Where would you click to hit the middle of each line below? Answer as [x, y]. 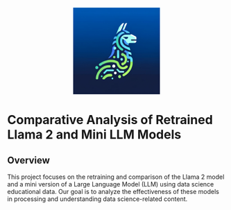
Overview [29, 160]
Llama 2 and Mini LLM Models [94, 135]
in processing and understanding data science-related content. [97, 199]
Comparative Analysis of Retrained [110, 120]
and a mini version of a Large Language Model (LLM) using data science [111, 184]
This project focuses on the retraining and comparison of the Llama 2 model [116, 177]
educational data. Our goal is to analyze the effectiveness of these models [113, 192]
